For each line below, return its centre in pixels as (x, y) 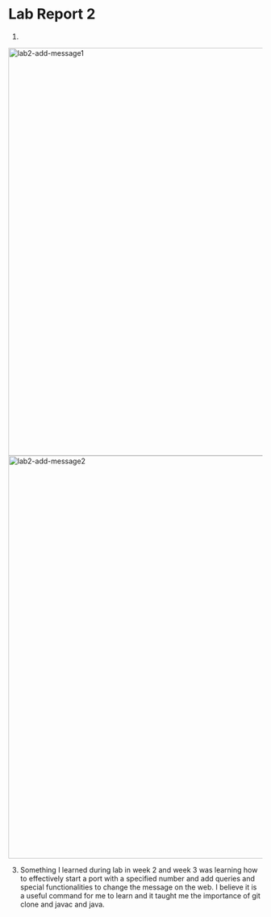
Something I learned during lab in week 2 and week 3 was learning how (139, 869)
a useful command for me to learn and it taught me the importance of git (140, 895)
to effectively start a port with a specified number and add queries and (138, 878)
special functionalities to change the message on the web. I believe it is (138, 887)
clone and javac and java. (62, 904)
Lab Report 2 (52, 14)
